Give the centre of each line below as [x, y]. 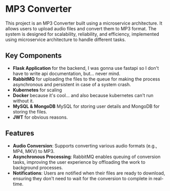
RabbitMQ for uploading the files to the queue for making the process [86, 79]
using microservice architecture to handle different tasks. [66, 40]
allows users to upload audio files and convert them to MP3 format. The [81, 28]
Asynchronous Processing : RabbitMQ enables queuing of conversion [87, 157]
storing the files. [30, 111]
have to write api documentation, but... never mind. [66, 73]
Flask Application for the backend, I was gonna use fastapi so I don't [86, 68]
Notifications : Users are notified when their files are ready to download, [89, 173]
